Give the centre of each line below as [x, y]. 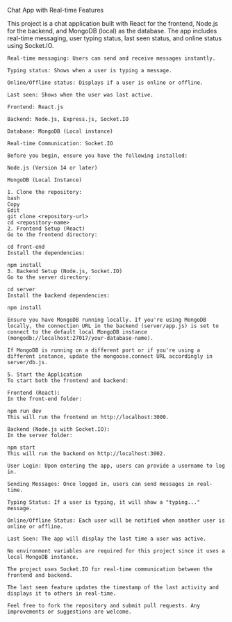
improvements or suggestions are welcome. [69, 612]
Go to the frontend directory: [52, 235]
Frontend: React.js [35, 107]
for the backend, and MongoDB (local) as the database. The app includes [112, 31]
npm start [22, 448]
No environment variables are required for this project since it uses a [116, 551]
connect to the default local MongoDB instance [77, 332]
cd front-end [26, 247]
